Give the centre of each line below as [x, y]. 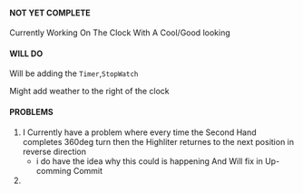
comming [54, 170]
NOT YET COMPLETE [50, 13]
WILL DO [26, 53]
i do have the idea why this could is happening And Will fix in [149, 161]
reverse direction [54, 151]
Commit [88, 170]
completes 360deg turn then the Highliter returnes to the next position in [158, 141]
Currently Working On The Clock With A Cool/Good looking [120, 33]
